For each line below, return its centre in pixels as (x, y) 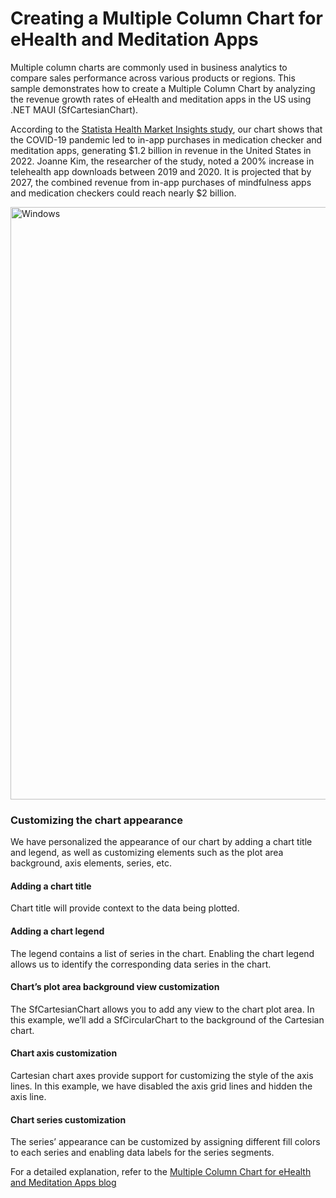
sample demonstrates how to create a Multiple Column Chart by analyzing (163, 88)
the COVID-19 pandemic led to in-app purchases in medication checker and (166, 139)
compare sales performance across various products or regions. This (153, 78)
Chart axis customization (64, 1053)
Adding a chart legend (57, 931)
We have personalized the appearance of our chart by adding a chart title (161, 842)
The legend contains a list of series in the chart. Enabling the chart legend (162, 953)
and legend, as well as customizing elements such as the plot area (147, 853)
